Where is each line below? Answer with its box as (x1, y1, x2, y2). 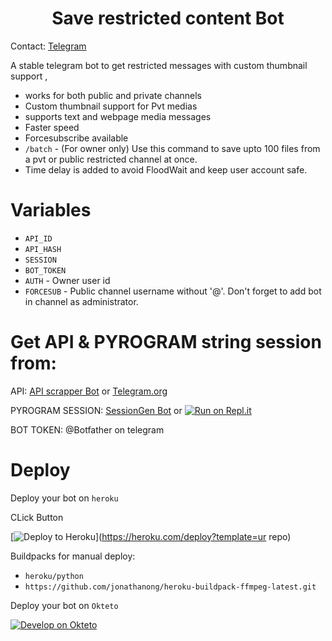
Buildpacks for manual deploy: (10, 550, 136, 562)
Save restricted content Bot (51, 7, 285, 30)
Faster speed (24, 121, 80, 133)
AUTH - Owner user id (24, 274, 111, 286)
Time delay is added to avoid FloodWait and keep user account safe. (24, 163, 308, 176)
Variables (10, 199, 92, 222)
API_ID (24, 233, 53, 244)
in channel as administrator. (24, 295, 139, 307)
